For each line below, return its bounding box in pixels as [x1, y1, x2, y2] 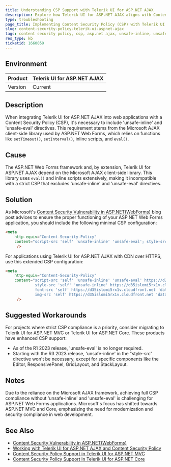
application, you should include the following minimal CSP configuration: [5, 220, 157, 226]
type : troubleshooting [5, 17, 53, 22]
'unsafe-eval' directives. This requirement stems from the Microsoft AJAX [5, 125, 160, 131]
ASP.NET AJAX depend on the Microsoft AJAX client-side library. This [5, 169, 153, 176]
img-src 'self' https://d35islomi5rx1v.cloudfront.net [35, 292, 154, 297]
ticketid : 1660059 [5, 41, 44, 46]
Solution [5, 195, 33, 204]
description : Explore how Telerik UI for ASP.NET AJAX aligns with [5, 12, 152, 17]
